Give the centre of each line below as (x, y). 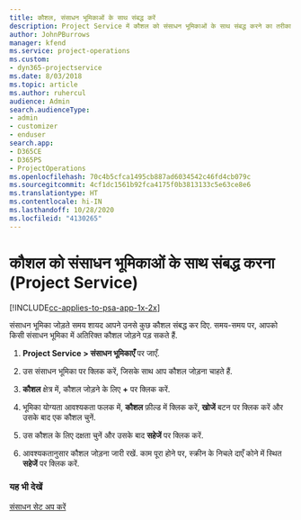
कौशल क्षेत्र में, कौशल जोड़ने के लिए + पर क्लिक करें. (96, 389)
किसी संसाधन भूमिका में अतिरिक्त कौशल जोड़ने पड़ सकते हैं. (93, 335)
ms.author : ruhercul (48, 93)
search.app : (31, 143)
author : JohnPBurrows (50, 34)
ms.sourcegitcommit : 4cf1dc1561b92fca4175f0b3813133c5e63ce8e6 (130, 185)
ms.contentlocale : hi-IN (56, 202)
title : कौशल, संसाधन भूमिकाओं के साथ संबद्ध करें (82, 18)
